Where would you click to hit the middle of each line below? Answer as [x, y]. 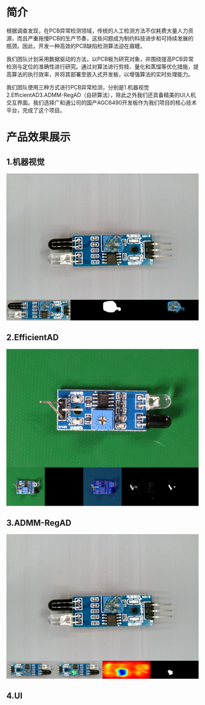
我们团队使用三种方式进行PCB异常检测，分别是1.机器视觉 [78, 87]
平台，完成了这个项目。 [36, 110]
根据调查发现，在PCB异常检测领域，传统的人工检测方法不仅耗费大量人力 [97, 31]
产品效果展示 [39, 137]
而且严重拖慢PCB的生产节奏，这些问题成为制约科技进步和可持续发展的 [105, 38]
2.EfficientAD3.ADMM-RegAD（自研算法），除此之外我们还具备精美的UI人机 [101, 95]
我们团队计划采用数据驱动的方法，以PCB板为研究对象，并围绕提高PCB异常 [100, 59]
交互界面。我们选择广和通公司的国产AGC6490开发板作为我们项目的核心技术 [102, 102]
